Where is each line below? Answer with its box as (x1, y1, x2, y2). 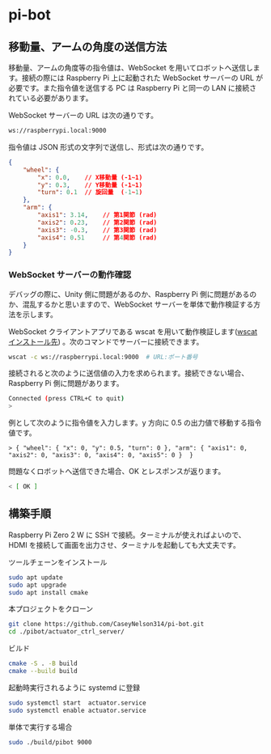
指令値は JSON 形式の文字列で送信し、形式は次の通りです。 (8, 142, 209, 151)
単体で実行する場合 (8, 722, 73, 731)
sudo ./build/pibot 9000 (8, 738, 92, 746)
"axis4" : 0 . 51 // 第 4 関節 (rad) (37, 233, 158, 242)
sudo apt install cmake (8, 588, 89, 596)
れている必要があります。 (8, 93, 93, 103)
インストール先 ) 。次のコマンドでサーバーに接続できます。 (8, 337, 204, 346)
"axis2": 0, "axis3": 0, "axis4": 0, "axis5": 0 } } (8, 451, 194, 460)
